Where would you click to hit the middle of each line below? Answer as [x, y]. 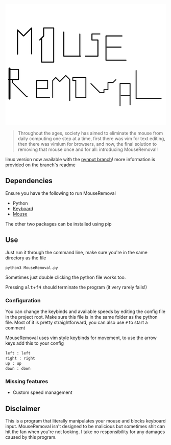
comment [15, 328]
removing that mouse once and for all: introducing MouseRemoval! [88, 149]
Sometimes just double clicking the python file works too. [66, 277]
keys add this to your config [35, 343]
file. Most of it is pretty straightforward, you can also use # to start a [77, 322]
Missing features [27, 381]
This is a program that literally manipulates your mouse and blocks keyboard [86, 421]
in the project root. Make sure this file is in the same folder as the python [81, 317]
